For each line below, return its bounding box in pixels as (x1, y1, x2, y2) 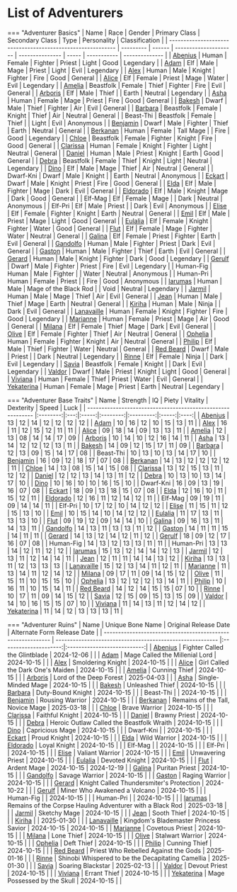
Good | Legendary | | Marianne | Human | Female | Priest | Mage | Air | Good (7, 314, 230, 323)
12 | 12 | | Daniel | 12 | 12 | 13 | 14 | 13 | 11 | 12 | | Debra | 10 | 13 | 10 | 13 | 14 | (7, 471, 226, 480)
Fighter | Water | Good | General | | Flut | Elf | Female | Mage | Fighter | (7, 224, 212, 232)
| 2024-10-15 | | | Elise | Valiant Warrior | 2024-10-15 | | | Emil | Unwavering (7, 748, 226, 757)
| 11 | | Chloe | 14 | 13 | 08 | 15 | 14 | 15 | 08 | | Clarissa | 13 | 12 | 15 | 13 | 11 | (7, 463, 224, 472)
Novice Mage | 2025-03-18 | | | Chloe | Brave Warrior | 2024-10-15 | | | (7, 703, 214, 711)
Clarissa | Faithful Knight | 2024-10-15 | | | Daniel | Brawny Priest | (7, 711, 200, 719)
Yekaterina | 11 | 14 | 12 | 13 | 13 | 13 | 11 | (7, 606, 123, 615)
